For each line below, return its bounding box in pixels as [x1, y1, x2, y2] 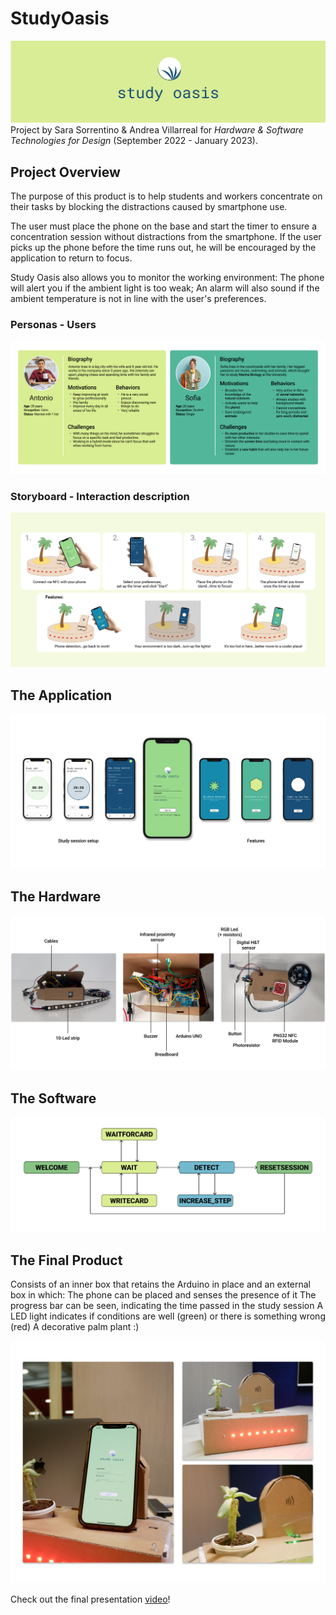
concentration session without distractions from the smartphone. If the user [10, 231, 322, 243]
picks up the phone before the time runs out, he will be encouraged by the [10, 242, 317, 254]
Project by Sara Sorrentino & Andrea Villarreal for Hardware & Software [10, 124, 304, 136]
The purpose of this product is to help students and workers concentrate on [10, 190, 323, 202]
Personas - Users [10, 318, 97, 332]
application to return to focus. [10, 252, 133, 264]
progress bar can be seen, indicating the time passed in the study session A [10, 1300, 324, 1312]
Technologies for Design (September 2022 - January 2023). [10, 135, 258, 147]
